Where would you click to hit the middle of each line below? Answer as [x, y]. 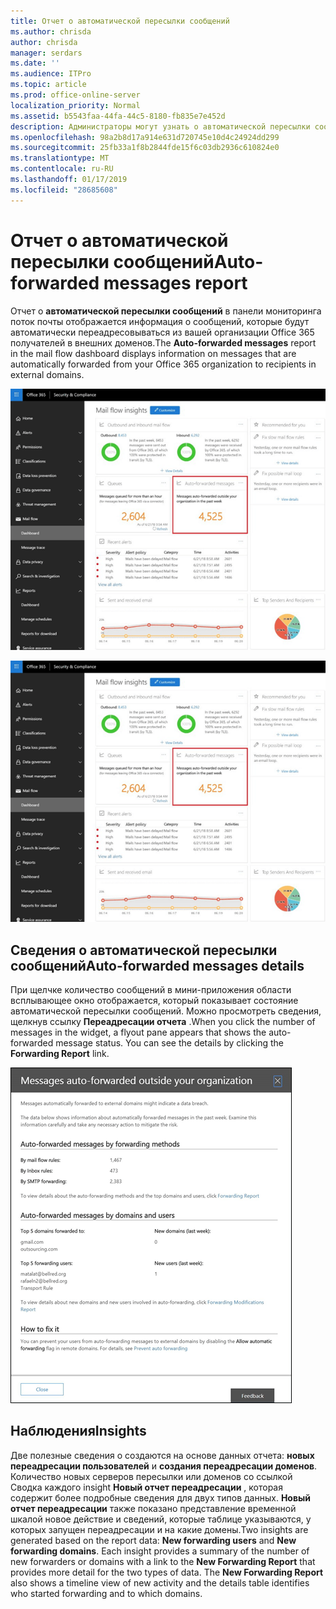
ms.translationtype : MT [60, 158]
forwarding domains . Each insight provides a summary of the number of [160, 1551]
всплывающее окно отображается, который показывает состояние [154, 1000]
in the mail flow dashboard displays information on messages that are [153, 353]
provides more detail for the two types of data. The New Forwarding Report [167, 1572]
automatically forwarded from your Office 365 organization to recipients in [163, 364]
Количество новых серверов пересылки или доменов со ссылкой [151, 1476]
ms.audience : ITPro [51, 74]
